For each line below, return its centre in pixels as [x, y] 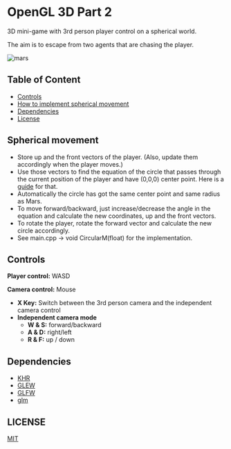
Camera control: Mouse [41, 290]
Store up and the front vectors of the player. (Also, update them [108, 157]
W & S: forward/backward [64, 325]
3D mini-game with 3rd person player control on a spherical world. [102, 31]
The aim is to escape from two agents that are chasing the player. [101, 44]
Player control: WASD [39, 276]
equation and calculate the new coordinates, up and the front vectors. [117, 216]
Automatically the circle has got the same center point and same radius [119, 194]
